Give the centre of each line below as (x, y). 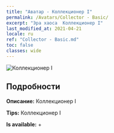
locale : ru (20, 34)
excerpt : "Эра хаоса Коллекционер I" (55, 23)
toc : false (20, 46)
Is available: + (24, 124)
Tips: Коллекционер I (34, 113)
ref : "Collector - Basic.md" (43, 40)
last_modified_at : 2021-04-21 (44, 28)
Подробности (33, 87)
